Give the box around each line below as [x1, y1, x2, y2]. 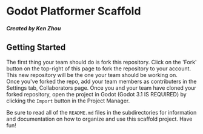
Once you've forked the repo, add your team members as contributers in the [6, 78, 197, 85]
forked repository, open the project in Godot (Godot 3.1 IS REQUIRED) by [6, 90, 187, 98]
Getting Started [6, 42, 66, 53]
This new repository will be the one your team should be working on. [6, 71, 178, 78]
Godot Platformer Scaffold [6, 4, 141, 18]
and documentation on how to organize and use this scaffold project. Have [6, 115, 193, 122]
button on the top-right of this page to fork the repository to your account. [6, 65, 191, 72]
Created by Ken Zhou [6, 24, 61, 32]
